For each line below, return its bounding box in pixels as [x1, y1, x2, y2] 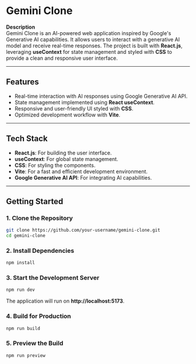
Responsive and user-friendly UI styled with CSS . [14, 105, 134, 112]
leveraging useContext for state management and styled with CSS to [6, 48, 173, 55]
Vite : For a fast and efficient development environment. [14, 168, 148, 175]
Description [6, 23, 36, 30]
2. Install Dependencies [6, 246, 75, 255]
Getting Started [6, 196, 64, 206]
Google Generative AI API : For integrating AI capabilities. [14, 174, 152, 181]
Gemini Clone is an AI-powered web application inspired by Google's [6, 29, 171, 36]
